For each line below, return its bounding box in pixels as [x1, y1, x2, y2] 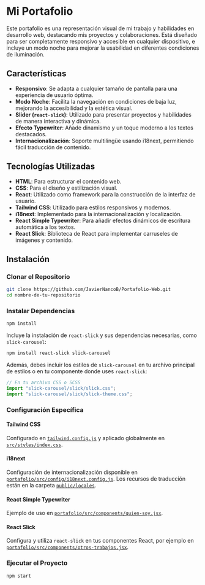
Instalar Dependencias [6, 306, 75, 315]
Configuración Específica [6, 405, 84, 414]
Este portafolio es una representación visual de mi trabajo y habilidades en [6, 25, 195, 32]
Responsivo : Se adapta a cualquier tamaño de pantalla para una [15, 85, 177, 92]
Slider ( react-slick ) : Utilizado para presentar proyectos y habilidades [15, 110, 192, 118]
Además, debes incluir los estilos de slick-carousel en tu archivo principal [6, 361, 195, 369]
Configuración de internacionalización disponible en [6, 468, 138, 476]
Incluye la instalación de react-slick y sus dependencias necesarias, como [6, 331, 197, 339]
